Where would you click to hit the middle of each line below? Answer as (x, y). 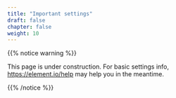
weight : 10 (23, 33)
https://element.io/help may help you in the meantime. (86, 74)
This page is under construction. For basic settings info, (88, 66)
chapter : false (30, 27)
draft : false (26, 20)
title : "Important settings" (50, 14)
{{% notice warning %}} (42, 53)
